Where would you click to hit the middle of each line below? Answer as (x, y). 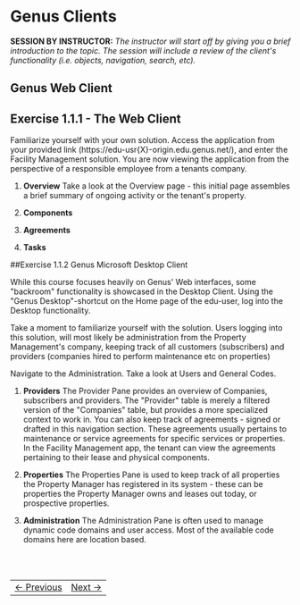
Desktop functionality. (50, 311)
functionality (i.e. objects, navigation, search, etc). (103, 60)
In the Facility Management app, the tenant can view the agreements (149, 448)
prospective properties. (66, 503)
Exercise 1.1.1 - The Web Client (96, 118)
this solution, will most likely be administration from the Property (128, 338)
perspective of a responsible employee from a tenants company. (129, 169)
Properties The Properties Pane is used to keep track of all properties (151, 475)
